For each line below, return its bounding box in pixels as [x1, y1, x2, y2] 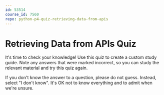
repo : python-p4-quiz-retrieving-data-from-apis [5, 16, 108, 21]
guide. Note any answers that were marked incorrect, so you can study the [5, 60, 159, 66]
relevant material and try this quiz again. [5, 65, 88, 71]
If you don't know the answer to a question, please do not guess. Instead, [5, 75, 156, 81]
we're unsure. [5, 85, 33, 91]
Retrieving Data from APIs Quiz [5, 38, 136, 49]
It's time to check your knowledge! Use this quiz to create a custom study [5, 54, 157, 60]
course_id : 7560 [5, 12, 39, 17]
